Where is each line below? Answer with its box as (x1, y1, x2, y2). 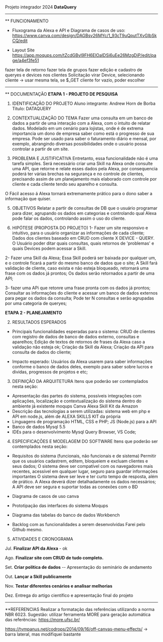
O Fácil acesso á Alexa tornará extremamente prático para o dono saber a (5, 191, 153, 196)
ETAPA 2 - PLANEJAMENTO (5, 310, 62, 315)
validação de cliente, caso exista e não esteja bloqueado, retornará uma (5, 265, 149, 271)
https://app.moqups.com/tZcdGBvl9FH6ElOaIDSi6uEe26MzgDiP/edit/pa (12, 52, 157, 58)
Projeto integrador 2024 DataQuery (5, 4, 77, 10)
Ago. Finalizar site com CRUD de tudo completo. (5, 555, 104, 560)
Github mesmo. (12, 527, 43, 532)
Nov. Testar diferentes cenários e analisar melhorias (5, 583, 113, 589)
